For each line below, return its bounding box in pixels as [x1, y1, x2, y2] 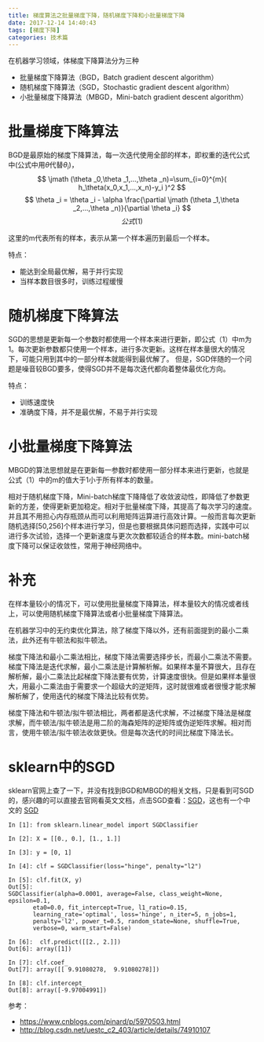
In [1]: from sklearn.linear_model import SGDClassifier [8, 821, 199, 829]
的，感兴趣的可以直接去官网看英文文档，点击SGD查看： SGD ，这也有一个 [8, 795, 244, 805]
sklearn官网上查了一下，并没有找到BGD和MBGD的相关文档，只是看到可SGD [8, 786, 254, 795]
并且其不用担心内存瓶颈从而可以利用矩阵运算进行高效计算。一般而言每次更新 [8, 511, 256, 521]
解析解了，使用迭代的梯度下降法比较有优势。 [8, 691, 153, 701]
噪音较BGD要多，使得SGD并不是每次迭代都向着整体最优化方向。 [21, 363, 230, 374]
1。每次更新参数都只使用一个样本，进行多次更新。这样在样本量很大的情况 [8, 344, 245, 354]
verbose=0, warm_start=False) [32, 924, 132, 932]
